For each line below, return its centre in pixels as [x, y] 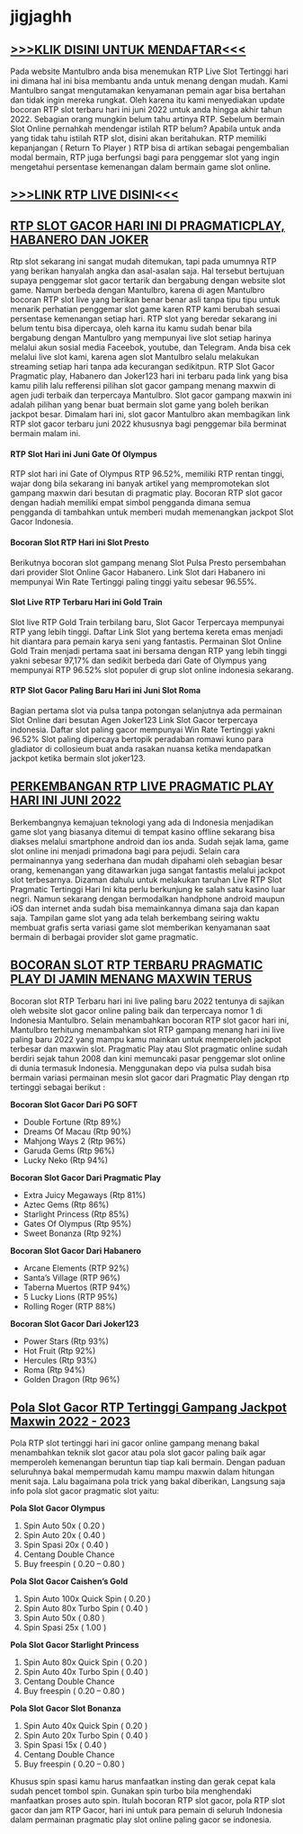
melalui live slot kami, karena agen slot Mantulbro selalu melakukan [135, 357]
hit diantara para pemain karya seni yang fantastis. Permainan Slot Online [146, 641]
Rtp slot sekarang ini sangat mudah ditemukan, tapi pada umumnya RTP [143, 262]
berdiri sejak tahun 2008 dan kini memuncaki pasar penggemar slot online [148, 1058]
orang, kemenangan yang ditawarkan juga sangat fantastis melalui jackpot [148, 870]
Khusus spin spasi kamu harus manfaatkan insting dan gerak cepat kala [143, 1782]
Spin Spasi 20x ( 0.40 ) [66, 1545]
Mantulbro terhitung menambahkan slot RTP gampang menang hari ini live [148, 1029]
